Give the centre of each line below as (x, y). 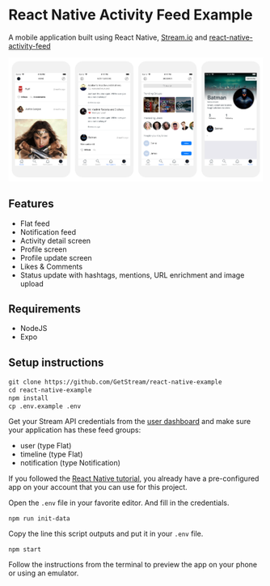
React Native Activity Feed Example (131, 15)
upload (32, 283)
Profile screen (43, 249)
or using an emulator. (44, 573)
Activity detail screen (55, 240)
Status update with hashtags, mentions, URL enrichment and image (132, 275)
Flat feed (35, 223)
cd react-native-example (50, 390)
